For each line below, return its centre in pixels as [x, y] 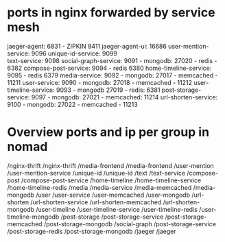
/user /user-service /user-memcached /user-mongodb [113, 195]
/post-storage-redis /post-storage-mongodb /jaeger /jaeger [92, 231]
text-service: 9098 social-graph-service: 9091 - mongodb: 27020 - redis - [112, 60]
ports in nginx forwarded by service [111, 13]
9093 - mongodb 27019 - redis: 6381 [108, 90]
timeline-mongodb [33, 217]
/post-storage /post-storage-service [112, 217]
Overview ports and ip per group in [108, 132]
